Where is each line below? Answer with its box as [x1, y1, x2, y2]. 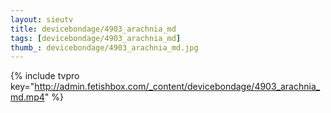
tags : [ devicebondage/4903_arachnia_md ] [10, 33, 182, 43]
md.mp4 [10, 91, 45, 103]
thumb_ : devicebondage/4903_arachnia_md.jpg [10, 42, 199, 53]
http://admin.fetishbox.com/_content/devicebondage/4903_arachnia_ [34, 81, 321, 93]
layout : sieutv [10, 14, 74, 25]
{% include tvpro [10, 70, 80, 82]
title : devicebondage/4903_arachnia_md [10, 24, 177, 34]
